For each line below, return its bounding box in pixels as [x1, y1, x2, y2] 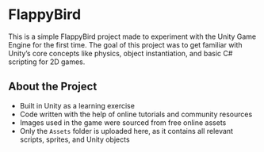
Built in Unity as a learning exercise [19, 101, 135, 110]
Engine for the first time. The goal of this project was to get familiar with [8, 40, 243, 49]
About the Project [8, 80, 98, 93]
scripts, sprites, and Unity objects [19, 135, 130, 144]
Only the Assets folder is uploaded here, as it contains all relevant [19, 126, 234, 135]
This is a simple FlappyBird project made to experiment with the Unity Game [8, 32, 257, 41]
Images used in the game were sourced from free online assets [19, 117, 227, 127]
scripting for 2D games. [8, 57, 86, 66]
